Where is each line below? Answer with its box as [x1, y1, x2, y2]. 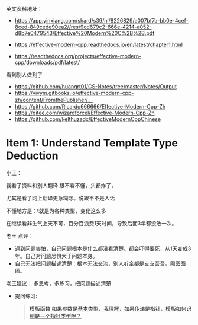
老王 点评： [6, 232, 34, 239]
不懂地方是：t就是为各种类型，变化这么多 [6, 207, 106, 214]
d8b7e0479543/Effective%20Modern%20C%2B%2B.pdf [14, 30, 155, 37]
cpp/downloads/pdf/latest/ [14, 59, 80, 66]
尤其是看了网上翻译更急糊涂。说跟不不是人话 [6, 195, 115, 202]
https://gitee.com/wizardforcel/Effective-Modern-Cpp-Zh [14, 109, 155, 116]
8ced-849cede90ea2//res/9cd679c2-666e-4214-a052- [14, 23, 152, 30]
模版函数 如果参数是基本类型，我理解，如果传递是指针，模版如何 [29, 305, 187, 312]
